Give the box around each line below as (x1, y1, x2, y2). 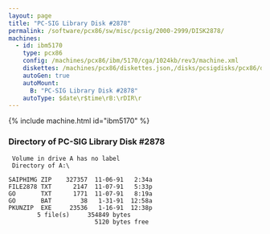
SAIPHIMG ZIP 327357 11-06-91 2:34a (8, 175, 153, 183)
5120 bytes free (94, 218, 149, 226)
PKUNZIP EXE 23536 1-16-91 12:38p (8, 203, 153, 211)
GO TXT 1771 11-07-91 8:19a (8, 190, 153, 198)
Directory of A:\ (11, 162, 70, 170)
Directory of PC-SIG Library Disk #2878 (8, 136, 166, 147)
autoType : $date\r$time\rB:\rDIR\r (22, 94, 142, 102)
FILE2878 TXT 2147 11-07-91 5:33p (8, 183, 153, 191)
